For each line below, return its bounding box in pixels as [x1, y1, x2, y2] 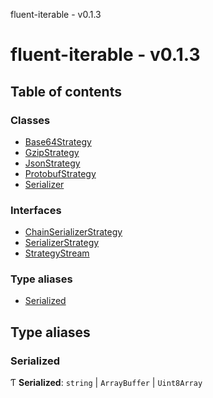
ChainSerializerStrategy [24, 226, 123, 238]
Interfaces [10, 203, 62, 217]
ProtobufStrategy [24, 167, 97, 179]
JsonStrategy [24, 157, 81, 169]
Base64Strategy [24, 135, 92, 148]
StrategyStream [24, 247, 90, 259]
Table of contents [10, 83, 122, 100]
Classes [10, 113, 51, 127]
